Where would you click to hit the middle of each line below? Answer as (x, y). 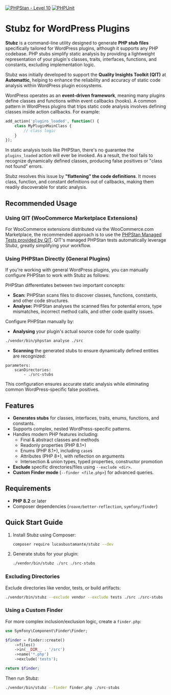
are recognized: (29, 356)
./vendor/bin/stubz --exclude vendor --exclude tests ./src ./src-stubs (84, 597)
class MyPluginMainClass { (43, 126)
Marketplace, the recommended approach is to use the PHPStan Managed (83, 234)
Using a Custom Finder (34, 610)
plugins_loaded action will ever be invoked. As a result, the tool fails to (79, 155)
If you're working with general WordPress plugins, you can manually (77, 270)
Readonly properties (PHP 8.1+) (53, 445)
